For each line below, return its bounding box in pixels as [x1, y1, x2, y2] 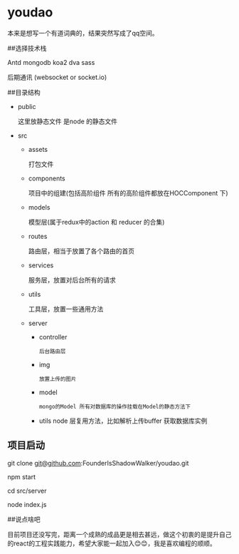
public [17, 102, 36, 111]
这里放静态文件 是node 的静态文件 [17, 117, 118, 125]
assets [28, 145, 48, 153]
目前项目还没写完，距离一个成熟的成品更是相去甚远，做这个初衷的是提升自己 [7, 530, 232, 538]
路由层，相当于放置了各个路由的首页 [28, 247, 135, 255]
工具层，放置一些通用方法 [28, 304, 104, 313]
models [28, 202, 51, 211]
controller [38, 332, 68, 341]
